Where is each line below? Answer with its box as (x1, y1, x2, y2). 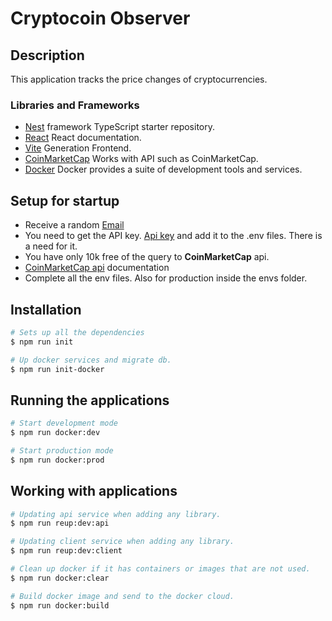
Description (10, 47, 85, 64)
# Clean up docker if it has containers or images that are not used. (10, 564, 311, 574)
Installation (10, 301, 82, 318)
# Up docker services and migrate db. (10, 355, 172, 365)
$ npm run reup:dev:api (10, 518, 110, 529)
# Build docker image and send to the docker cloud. (10, 591, 235, 601)
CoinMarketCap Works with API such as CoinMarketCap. (24, 153, 259, 165)
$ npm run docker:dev (10, 428, 101, 438)
